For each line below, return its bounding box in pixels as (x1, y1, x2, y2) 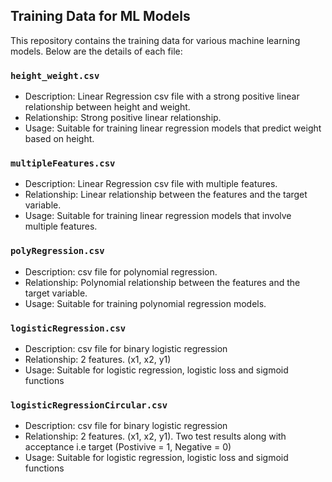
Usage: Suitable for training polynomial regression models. (24, 297, 267, 309)
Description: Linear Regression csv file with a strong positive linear (24, 90, 300, 103)
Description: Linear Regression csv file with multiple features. (24, 178, 278, 190)
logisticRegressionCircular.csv (10, 399, 168, 411)
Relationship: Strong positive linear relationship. (24, 112, 222, 124)
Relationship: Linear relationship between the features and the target (24, 189, 308, 201)
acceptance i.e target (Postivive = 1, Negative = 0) (24, 441, 232, 453)
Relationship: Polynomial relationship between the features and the (24, 276, 301, 288)
